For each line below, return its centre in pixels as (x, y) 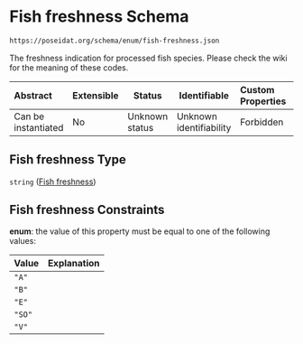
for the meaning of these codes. (69, 67)
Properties (263, 101)
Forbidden (262, 122)
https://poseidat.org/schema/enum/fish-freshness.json (115, 41)
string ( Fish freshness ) (53, 181)
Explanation (74, 264)
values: (23, 241)
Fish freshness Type (68, 160)
